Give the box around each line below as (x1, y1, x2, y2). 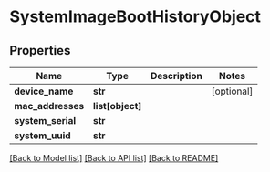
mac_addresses (14, 100, 85, 112)
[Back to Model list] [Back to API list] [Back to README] (9, 153, 219, 163)
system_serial (14, 115, 77, 126)
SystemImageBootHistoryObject (9, 6, 262, 27)
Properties (9, 43, 71, 58)
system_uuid (14, 129, 71, 142)
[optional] (211, 85, 254, 97)
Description (150, 70, 202, 82)
